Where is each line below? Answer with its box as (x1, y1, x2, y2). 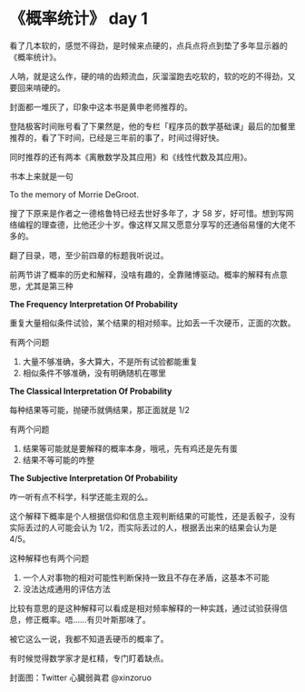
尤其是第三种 (25, 280, 74, 291)
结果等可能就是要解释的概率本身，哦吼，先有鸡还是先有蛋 (22, 443, 238, 454)
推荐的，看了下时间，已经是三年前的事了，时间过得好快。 (9, 132, 224, 143)
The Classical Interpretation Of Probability (9, 386, 172, 396)
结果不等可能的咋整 (22, 454, 95, 465)
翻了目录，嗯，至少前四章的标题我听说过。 (9, 249, 169, 260)
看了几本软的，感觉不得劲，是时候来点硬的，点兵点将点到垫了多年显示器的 (9, 40, 288, 51)
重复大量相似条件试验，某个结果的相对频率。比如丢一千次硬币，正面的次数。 (9, 317, 296, 328)
